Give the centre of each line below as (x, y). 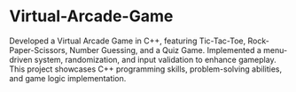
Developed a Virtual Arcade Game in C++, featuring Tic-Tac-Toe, (128, 41)
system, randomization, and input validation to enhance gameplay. (155, 59)
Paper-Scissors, (39, 50)
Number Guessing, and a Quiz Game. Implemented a (165, 50)
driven (21, 59)
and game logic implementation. (68, 78)
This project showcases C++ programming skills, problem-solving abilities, (146, 69)
